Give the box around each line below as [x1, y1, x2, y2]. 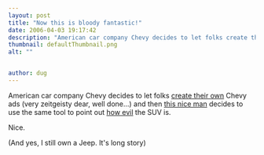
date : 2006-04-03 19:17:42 [8, 26, 97, 34]
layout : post [8, 11, 51, 20]
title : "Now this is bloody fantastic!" [8, 19, 143, 27]
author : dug [8, 69, 47, 77]
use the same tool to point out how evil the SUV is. [8, 107, 171, 116]
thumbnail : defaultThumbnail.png [8, 41, 118, 49]
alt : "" [8, 48, 34, 56]
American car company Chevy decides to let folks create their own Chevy [8, 90, 247, 100]
